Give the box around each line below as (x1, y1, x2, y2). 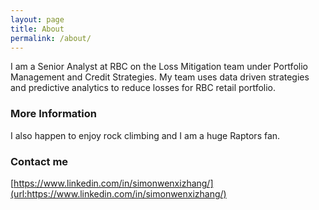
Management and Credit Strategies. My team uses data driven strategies (10, 71, 310, 83)
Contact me (10, 154, 69, 168)
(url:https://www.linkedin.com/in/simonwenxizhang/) (10, 187, 227, 200)
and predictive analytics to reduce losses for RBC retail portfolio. (10, 82, 277, 94)
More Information (10, 107, 97, 121)
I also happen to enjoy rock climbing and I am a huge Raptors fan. (10, 129, 281, 141)
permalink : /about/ (10, 33, 92, 43)
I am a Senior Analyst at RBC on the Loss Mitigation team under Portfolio (10, 61, 308, 73)
